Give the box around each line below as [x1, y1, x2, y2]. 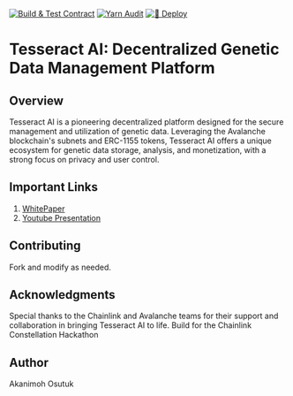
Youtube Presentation [21, 212, 101, 223]
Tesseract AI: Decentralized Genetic [9, 40, 280, 59]
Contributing [9, 239, 81, 254]
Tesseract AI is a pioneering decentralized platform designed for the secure [9, 117, 284, 127]
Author [9, 354, 49, 370]
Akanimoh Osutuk [9, 378, 74, 389]
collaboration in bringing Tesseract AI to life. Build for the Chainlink [9, 320, 252, 331]
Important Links [9, 179, 99, 194]
